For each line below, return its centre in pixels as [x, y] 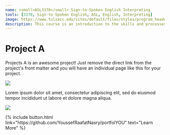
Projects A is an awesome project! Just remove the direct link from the [78, 63]
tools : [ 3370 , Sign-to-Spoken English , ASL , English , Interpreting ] [79, 15]
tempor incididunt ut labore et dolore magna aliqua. [59, 98]
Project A [25, 49]
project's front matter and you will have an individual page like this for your [83, 68]
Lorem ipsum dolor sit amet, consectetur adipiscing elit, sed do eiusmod [80, 93]
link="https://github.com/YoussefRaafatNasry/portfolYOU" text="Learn [79, 123]
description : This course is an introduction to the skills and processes [86, 24]
